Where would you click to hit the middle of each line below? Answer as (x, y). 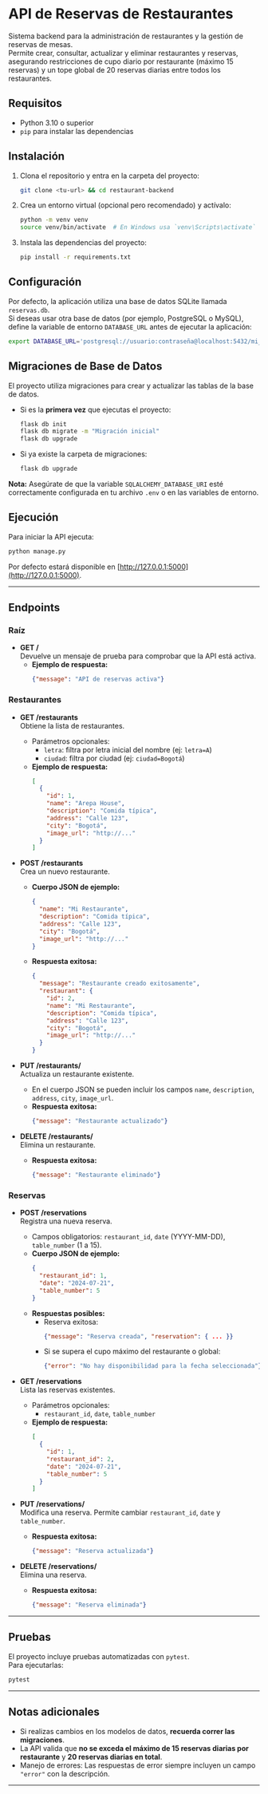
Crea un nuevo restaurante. (65, 871)
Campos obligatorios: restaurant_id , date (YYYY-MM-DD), (128, 1237)
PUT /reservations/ (52, 1504)
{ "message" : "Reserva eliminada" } (89, 1605)
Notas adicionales (54, 1712)
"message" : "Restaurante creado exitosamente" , (120, 984)
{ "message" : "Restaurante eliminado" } (96, 1175)
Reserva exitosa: (71, 1322)
